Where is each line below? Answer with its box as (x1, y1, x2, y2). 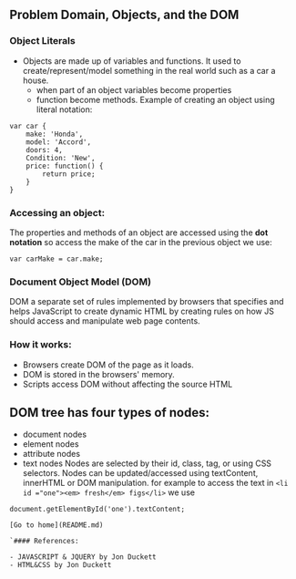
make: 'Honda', (26, 129, 84, 139)
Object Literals (9, 35, 76, 47)
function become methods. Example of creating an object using (36, 94, 275, 105)
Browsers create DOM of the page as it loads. (22, 359, 194, 370)
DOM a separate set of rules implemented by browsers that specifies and (9, 296, 284, 307)
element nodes (22, 439, 79, 450)
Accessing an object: (9, 206, 106, 219)
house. (22, 75, 49, 86)
